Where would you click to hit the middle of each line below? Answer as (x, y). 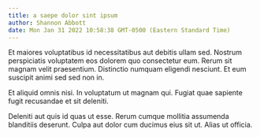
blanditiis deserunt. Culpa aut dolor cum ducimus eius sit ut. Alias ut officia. (130, 125)
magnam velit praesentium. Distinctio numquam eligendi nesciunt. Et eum (127, 69)
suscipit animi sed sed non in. (56, 78)
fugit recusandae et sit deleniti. (58, 101)
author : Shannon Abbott (47, 23)
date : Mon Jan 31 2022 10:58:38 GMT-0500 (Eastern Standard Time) (119, 30)
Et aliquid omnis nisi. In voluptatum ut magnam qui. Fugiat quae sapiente (125, 93)
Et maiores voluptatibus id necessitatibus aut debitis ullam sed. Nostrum (125, 53)
